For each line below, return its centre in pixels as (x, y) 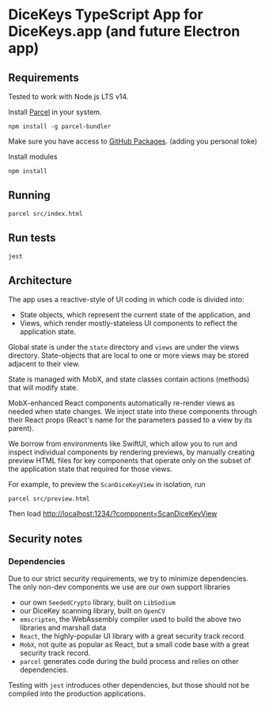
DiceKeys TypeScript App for (106, 15)
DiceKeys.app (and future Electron (124, 31)
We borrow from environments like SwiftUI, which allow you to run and (123, 444)
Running (30, 196)
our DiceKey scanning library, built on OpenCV (93, 611)
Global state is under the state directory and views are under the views (124, 347)
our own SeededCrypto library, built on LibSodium (97, 602)
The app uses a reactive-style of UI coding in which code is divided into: (126, 300)
